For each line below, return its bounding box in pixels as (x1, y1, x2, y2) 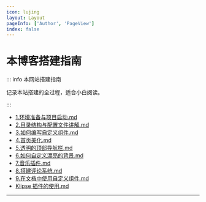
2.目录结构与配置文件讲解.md (15, 121, 90, 129)
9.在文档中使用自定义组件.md (15, 175, 90, 182)
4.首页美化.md (15, 137, 52, 144)
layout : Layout (6, 15, 45, 21)
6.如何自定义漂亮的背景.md (15, 152, 84, 159)
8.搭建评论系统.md (15, 167, 63, 174)
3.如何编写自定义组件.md (15, 129, 78, 137)
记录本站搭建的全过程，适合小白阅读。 (6, 89, 103, 96)
